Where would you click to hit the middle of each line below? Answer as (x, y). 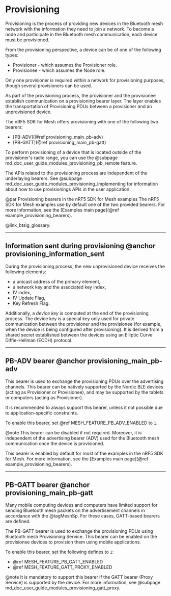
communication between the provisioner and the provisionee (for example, (83, 324)
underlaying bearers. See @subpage (44, 178)
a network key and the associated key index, (59, 287)
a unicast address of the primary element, (56, 281)
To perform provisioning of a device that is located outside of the (73, 152)
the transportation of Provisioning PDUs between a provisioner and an (79, 106)
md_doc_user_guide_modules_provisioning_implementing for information (82, 184)
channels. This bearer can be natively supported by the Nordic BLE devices (84, 386)
